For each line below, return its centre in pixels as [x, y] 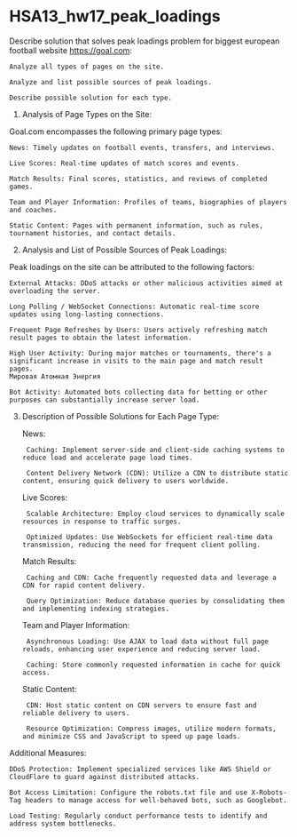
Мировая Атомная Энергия [55, 376]
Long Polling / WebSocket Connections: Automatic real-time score [134, 307]
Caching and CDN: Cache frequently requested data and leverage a [151, 578]
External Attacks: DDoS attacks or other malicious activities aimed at [146, 283]
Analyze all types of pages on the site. [87, 67]
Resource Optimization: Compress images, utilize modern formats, [151, 729]
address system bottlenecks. [63, 824]
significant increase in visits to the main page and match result [137, 361]
